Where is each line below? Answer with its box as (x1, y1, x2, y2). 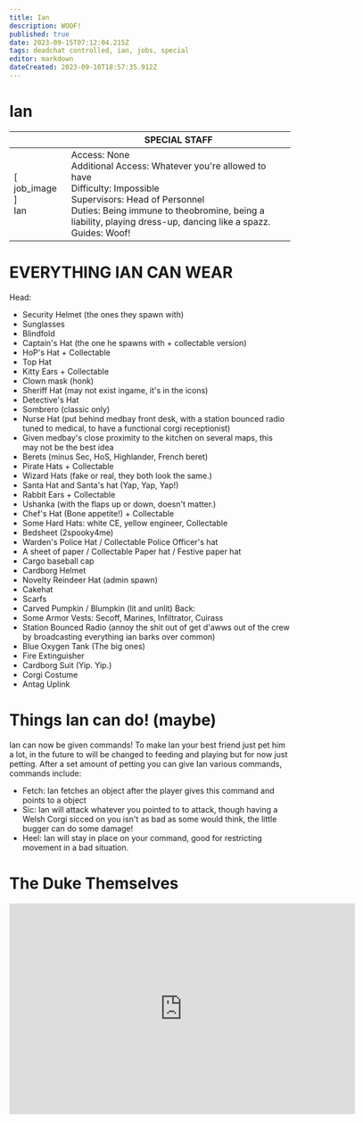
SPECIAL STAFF (144, 133, 213, 145)
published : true (9, 29, 70, 38)
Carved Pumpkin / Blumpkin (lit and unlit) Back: (21, 603, 196, 614)
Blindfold (21, 327, 55, 339)
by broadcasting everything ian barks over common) (21, 631, 216, 642)
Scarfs (21, 593, 47, 604)
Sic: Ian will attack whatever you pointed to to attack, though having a (21, 804, 278, 814)
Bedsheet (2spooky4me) (21, 527, 114, 538)
